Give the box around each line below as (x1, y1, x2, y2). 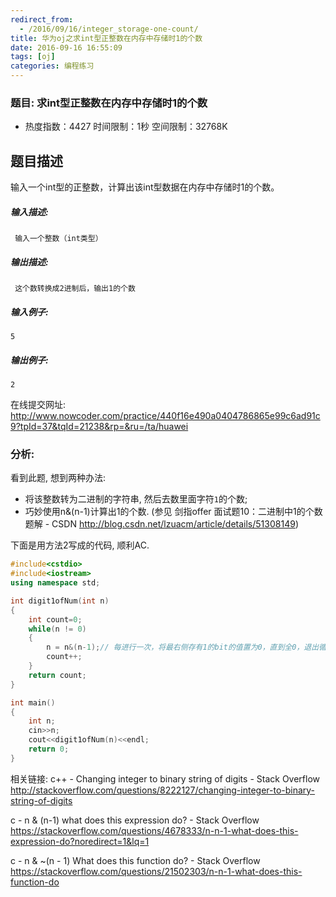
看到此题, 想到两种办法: (10, 472, 107, 484)
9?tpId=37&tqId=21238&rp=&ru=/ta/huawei (10, 420, 189, 432)
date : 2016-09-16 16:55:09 (10, 42, 123, 53)
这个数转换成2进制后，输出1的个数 (14, 284, 136, 294)
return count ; (28, 670, 87, 680)
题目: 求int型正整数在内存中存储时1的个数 (10, 96, 208, 110)
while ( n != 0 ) (28, 624, 87, 634)
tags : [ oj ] (10, 52, 56, 62)
